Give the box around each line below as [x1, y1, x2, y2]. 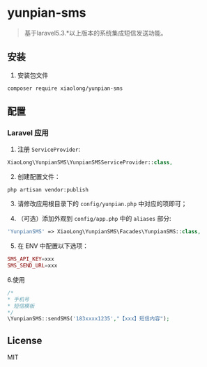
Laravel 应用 [7, 128, 49, 138]
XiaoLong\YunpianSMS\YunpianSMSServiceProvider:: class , [7, 159, 173, 166]
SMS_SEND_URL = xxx [7, 263, 58, 270]
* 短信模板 [7, 302, 35, 309]
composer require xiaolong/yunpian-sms [7, 85, 123, 92]
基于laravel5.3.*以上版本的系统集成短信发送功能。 [24, 29, 167, 37]
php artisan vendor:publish [7, 187, 89, 194]
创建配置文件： [17, 173, 61, 181]
